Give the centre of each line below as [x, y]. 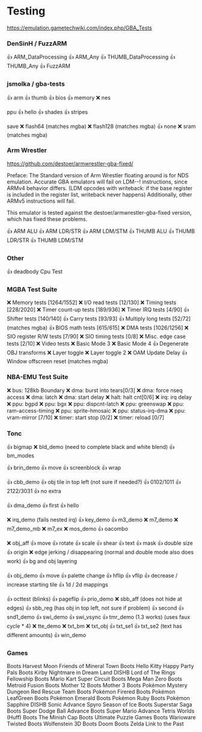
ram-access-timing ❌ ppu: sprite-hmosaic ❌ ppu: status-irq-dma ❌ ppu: [96, 410]
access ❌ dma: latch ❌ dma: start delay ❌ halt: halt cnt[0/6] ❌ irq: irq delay [99, 397]
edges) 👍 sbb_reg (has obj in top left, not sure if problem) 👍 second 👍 [95, 608]
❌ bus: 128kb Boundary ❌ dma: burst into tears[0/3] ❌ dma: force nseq [95, 390]
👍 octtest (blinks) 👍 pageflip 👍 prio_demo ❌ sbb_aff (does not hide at [94, 599]
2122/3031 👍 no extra [34, 491]
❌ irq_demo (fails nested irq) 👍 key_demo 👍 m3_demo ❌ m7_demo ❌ [93, 520]
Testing [26, 11]
